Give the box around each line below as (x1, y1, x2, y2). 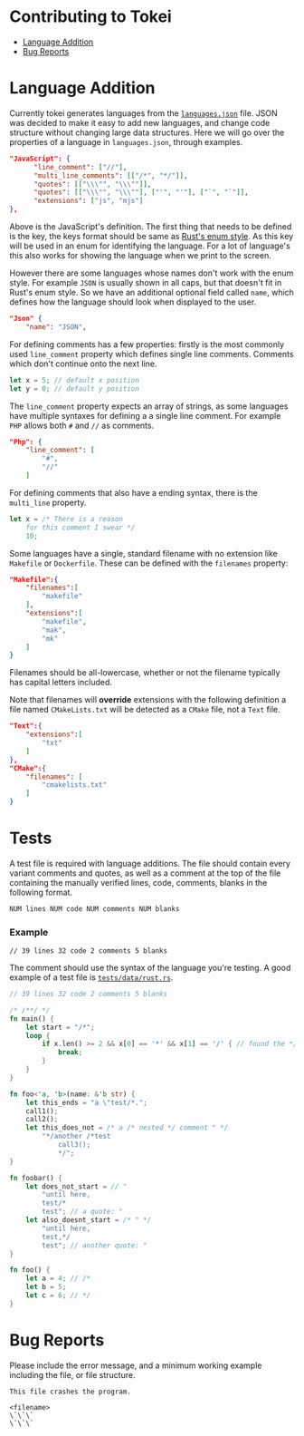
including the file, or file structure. (9, 1369, 136, 1380)
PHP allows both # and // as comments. (9, 420, 155, 431)
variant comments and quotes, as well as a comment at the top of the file (9, 868, 281, 878)
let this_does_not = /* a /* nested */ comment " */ (25, 1123, 229, 1132)
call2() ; (25, 1115, 59, 1124)
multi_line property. (9, 497, 87, 508)
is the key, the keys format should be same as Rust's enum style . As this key (9, 231, 294, 241)
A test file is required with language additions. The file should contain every (9, 858, 291, 868)
